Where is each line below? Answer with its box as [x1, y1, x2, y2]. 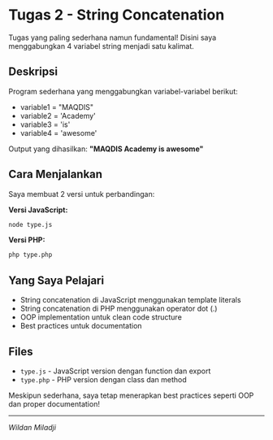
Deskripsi [8, 65, 58, 79]
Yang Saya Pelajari [8, 273, 104, 287]
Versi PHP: [8, 235, 45, 245]
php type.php [8, 250, 53, 259]
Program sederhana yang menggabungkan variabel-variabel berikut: [8, 86, 238, 96]
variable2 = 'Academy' [19, 111, 96, 120]
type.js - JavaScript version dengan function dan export [19, 366, 211, 376]
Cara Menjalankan [8, 168, 103, 181]
